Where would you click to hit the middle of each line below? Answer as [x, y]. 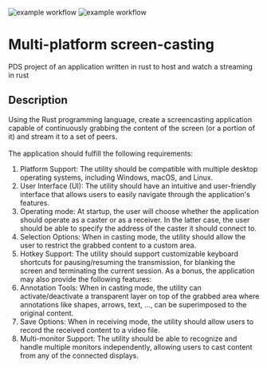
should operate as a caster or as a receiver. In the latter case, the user [135, 220]
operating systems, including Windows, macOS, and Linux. [116, 177]
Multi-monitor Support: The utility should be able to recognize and [128, 338]
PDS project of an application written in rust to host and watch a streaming [131, 66]
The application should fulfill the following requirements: [101, 153]
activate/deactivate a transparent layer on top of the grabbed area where [139, 296]
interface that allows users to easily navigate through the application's [135, 194]
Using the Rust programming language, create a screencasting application [130, 119]
